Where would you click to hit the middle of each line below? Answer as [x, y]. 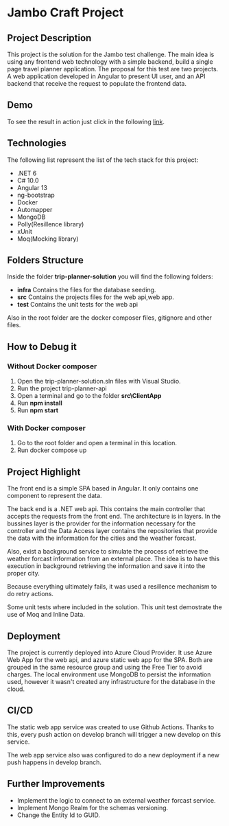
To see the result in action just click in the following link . [86, 121]
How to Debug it [42, 347]
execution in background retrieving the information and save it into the [106, 566]
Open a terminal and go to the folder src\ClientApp [89, 396]
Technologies [37, 143]
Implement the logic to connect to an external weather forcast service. [116, 800]
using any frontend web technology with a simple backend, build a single [110, 62]
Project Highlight [44, 472]
